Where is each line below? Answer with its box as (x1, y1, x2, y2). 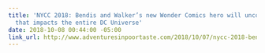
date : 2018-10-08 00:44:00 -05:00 (8, 26, 122, 34)
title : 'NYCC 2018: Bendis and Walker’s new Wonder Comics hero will (8, 11, 242, 19)
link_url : (8, 33, 41, 41)
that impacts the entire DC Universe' (15, 19, 144, 26)
